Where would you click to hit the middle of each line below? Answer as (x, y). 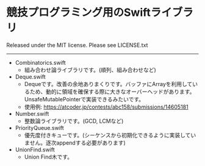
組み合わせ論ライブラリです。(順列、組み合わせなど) (90, 70)
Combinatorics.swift (40, 62)
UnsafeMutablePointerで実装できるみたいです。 (84, 99)
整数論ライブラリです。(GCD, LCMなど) (74, 121)
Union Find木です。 (49, 157)
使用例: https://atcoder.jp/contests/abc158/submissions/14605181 (106, 107)
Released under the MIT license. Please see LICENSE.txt (77, 45)
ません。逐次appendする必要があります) (75, 143)
